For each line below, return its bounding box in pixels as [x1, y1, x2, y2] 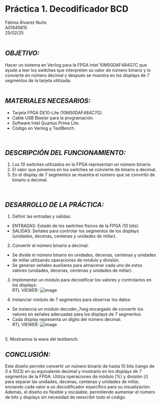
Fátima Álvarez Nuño [5, 19, 47, 25]
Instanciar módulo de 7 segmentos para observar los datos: [12, 297, 131, 302]
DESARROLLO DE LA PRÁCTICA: [5, 200, 104, 209]
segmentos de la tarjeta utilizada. [5, 77, 71, 83]
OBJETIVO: [5, 49, 40, 57]
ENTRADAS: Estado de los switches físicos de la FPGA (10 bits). [12, 223, 140, 229]
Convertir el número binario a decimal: [12, 243, 89, 248]
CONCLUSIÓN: [5, 350, 51, 358]
